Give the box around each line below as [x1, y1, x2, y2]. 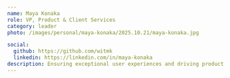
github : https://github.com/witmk [13, 48, 113, 55]
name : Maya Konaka [7, 10, 60, 17]
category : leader [7, 23, 57, 29]
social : [7, 42, 30, 49]
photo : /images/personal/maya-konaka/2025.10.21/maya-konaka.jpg [7, 29, 199, 36]
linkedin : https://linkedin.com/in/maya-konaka [13, 54, 153, 62]
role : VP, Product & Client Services [7, 16, 116, 23]
